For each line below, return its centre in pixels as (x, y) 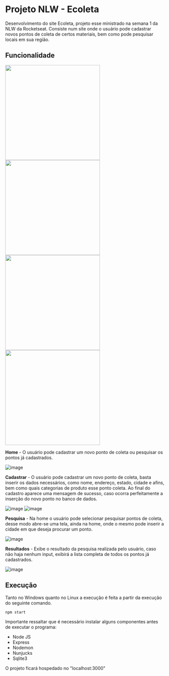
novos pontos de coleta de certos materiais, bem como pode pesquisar (79, 34)
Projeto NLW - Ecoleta (52, 9)
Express (21, 642)
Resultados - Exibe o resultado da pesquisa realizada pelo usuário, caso (81, 549)
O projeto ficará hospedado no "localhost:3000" (55, 668)
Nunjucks (22, 653)
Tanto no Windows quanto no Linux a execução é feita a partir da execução (84, 597)
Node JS (22, 636)
